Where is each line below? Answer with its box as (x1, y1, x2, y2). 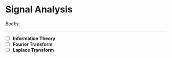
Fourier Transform (12, 41, 53, 47)
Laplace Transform (12, 47, 54, 53)
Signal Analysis (5, 4, 73, 15)
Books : (5, 21, 20, 27)
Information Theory (12, 35, 55, 42)
